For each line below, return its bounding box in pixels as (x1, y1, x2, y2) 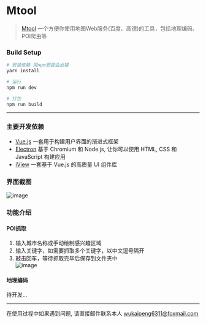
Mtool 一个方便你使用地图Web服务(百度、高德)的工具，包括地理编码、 (21, 25, 198, 32)
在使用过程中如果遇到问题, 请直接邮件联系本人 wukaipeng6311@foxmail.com (6, 310, 199, 317)
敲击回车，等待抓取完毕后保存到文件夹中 (15, 255, 118, 262)
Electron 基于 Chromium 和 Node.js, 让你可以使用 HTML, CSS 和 (15, 145, 177, 153)
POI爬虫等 (21, 32, 47, 40)
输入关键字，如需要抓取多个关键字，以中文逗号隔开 (15, 247, 145, 254)
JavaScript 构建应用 (15, 153, 66, 160)
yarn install (6, 68, 40, 74)
